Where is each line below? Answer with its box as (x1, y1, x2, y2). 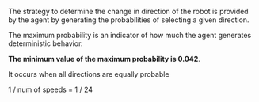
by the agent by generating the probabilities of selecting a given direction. (8, 15, 249, 25)
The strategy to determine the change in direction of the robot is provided (8, 7, 249, 16)
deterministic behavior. (8, 39, 83, 48)
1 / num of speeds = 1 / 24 (8, 85, 93, 94)
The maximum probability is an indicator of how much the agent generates (8, 31, 252, 40)
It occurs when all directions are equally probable (8, 70, 169, 78)
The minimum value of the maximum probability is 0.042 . (8, 55, 200, 63)
